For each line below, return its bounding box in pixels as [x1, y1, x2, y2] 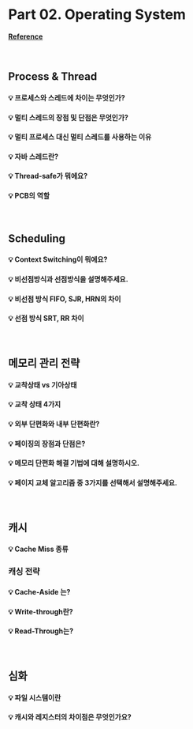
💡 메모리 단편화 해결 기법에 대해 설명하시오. [8, 459, 140, 468]
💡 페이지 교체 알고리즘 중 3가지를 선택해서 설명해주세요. [8, 478, 177, 487]
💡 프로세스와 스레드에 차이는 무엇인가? [8, 93, 125, 102]
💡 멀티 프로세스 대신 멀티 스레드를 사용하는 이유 [8, 132, 152, 142]
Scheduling [8, 232, 65, 245]
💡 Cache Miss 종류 [8, 544, 69, 554]
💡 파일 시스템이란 [8, 693, 61, 702]
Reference [8, 32, 43, 41]
